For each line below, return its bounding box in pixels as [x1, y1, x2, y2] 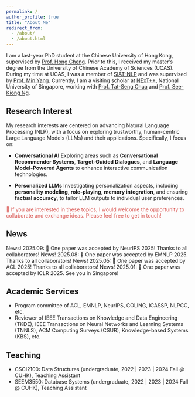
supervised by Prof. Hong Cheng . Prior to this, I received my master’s [6, 58, 173, 65]
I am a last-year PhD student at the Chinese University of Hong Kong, [6, 52, 173, 59]
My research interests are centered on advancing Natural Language [6, 121, 170, 129]
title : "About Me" [6, 19, 51, 25]
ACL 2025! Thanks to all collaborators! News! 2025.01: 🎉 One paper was [6, 263, 180, 270]
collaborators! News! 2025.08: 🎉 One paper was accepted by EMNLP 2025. [6, 250, 189, 258]
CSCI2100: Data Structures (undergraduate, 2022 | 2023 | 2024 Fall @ [14, 366, 184, 373]
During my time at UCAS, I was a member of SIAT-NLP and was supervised [6, 71, 187, 77]
